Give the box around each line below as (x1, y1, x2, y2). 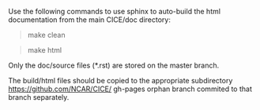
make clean (27, 31, 66, 39)
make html (27, 46, 62, 54)
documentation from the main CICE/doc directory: (8, 15, 171, 24)
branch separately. (8, 93, 70, 101)
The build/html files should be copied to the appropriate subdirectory (8, 76, 233, 85)
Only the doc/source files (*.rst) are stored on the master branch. (8, 60, 220, 70)
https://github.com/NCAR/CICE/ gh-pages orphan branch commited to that (8, 84, 253, 93)
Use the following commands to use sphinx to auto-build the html (8, 7, 221, 16)
